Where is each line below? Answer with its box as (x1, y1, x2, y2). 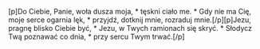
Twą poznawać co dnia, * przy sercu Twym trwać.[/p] (8, 32, 185, 41)
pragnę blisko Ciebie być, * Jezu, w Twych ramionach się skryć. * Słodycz (8, 24, 253, 32)
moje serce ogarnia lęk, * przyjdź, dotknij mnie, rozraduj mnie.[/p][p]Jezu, (8, 15, 251, 24)
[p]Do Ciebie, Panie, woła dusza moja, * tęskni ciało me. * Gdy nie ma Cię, (8, 7, 252, 16)
